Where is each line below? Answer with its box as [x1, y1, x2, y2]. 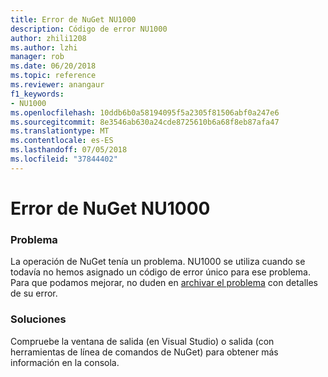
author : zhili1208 [10, 33, 87, 43]
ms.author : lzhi [10, 42, 78, 53]
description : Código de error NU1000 [10, 24, 168, 34]
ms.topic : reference [10, 71, 97, 81]
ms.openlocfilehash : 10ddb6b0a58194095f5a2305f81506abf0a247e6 [10, 107, 280, 118]
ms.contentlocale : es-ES [10, 136, 114, 146]
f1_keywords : [10, 89, 65, 99]
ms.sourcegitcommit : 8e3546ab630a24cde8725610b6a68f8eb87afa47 [10, 117, 280, 127]
